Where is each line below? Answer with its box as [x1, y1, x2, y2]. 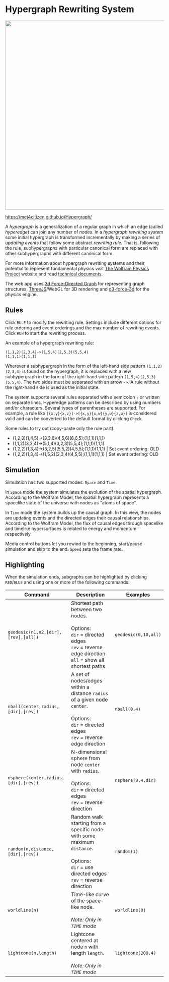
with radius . [71, 768, 100, 775]
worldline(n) [8, 907, 39, 913]
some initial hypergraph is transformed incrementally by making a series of [5, 234, 160, 240]
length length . [71, 950, 105, 957]
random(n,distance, [8, 846, 54, 852]
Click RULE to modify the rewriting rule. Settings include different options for [5, 319, 162, 325]
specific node [71, 826, 104, 833]
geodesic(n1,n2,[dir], [8, 629, 62, 635]
